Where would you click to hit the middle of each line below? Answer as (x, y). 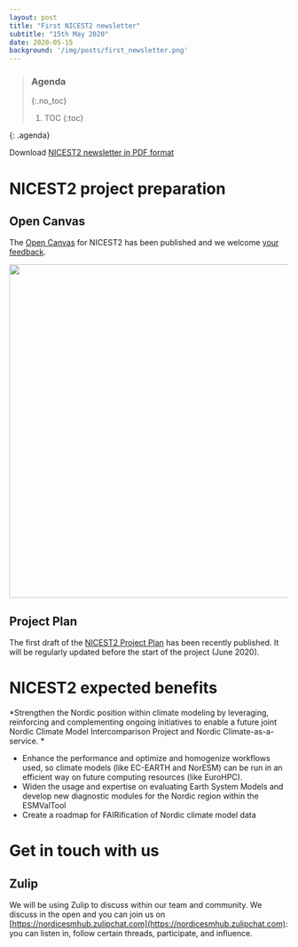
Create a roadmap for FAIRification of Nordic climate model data (139, 815)
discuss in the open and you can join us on (87, 915)
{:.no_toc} (49, 101)
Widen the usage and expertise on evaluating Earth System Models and (153, 787)
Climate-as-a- (249, 732)
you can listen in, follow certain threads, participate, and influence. (131, 934)
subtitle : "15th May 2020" (59, 34)
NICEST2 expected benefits (114, 688)
